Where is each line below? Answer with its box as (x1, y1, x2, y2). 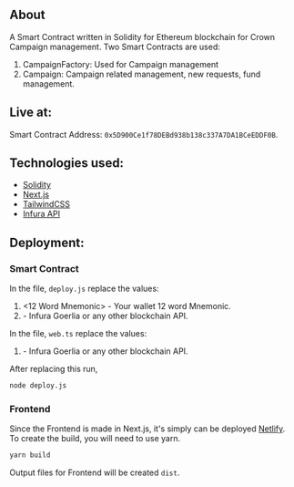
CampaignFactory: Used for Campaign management (22, 58, 219, 69)
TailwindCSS (22, 199, 71, 210)
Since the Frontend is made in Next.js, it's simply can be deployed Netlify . (9, 423, 286, 434)
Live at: (9, 105, 53, 120)
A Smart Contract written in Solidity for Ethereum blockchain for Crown (9, 31, 276, 42)
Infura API (22, 209, 61, 220)
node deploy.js (9, 381, 67, 390)
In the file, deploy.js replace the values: (9, 283, 159, 295)
